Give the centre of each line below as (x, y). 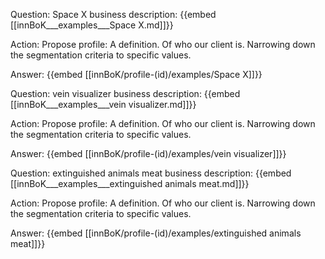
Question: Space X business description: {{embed (113, 14)
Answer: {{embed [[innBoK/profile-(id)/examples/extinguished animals (156, 233)
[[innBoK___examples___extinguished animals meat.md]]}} (130, 183)
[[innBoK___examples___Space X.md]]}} (92, 25)
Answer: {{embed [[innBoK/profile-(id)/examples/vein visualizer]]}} (148, 153)
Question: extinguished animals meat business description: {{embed (151, 173)
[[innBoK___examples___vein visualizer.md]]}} (103, 104)
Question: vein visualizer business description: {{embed (125, 93)
